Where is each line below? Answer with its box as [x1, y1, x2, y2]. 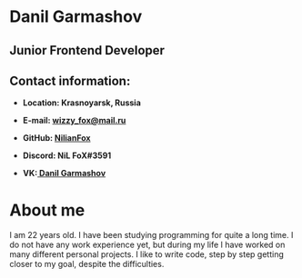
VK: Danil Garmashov [22, 168, 106, 179]
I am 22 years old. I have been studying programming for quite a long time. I [9, 230, 294, 241]
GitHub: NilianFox [22, 133, 91, 144]
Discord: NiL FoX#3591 [22, 150, 112, 161]
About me [9, 200, 86, 220]
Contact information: [9, 73, 131, 88]
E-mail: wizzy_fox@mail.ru [22, 115, 126, 126]
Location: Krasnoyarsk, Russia [22, 97, 141, 108]
